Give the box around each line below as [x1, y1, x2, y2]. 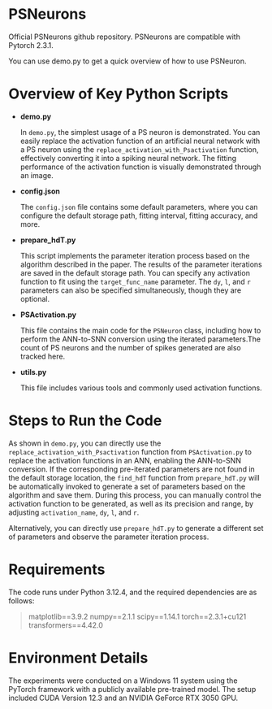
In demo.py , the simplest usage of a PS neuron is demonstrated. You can [19, 127, 261, 137]
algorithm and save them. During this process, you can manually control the [8, 489, 261, 500]
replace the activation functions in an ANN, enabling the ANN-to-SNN [8, 455, 242, 465]
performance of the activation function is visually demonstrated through [19, 162, 261, 172]
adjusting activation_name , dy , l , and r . [8, 507, 140, 517]
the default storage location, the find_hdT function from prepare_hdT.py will [8, 472, 260, 482]
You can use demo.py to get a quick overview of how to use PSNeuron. [8, 56, 247, 66]
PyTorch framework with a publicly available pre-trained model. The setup [8, 684, 257, 694]
